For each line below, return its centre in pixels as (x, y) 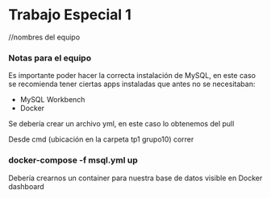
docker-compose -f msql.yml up (73, 160)
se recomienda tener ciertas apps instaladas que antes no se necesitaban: (132, 84)
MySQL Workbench (52, 100)
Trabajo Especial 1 (70, 15)
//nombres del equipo (44, 37)
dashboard (26, 186)
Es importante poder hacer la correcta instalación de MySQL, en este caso (132, 76)
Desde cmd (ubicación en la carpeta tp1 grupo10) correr (101, 139)
